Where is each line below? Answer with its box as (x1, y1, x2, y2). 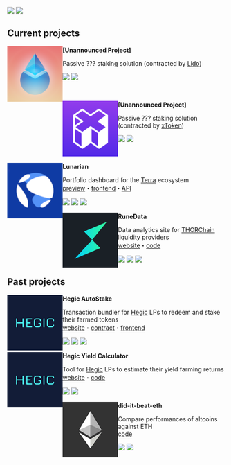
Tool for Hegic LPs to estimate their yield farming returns (62, 365, 224, 374)
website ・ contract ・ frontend (62, 323, 145, 332)
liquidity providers (118, 233, 169, 241)
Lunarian (62, 162, 89, 170)
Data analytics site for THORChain (118, 225, 216, 234)
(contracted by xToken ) (118, 121, 185, 130)
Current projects (7, 28, 80, 40)
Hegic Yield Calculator (62, 351, 129, 360)
